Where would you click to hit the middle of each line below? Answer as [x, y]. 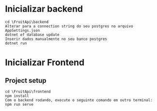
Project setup [26, 81]
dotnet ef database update [32, 35]
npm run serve [19, 104]
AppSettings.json [23, 30]
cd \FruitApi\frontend [28, 92]
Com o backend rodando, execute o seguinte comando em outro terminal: [79, 100]
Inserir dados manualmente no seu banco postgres [56, 39]
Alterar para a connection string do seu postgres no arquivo [69, 26]
